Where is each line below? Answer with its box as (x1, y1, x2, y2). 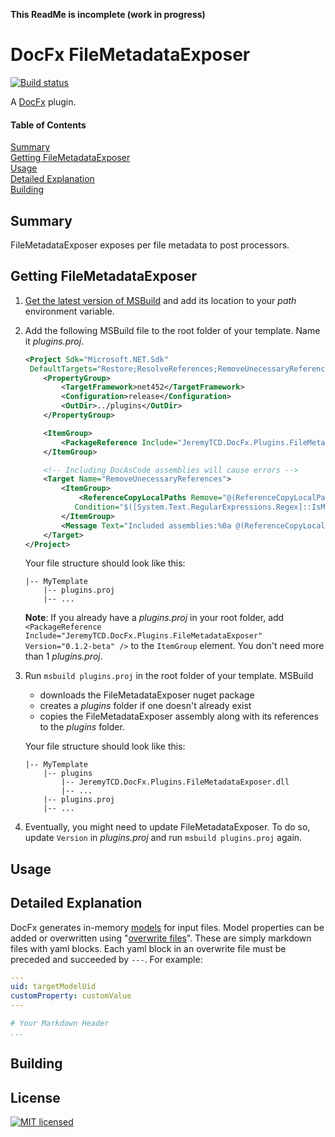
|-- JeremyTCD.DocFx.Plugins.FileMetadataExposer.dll (61, 777, 290, 788)
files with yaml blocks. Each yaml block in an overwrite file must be (10, 942, 287, 954)
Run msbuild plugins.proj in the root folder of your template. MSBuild (24, 670, 314, 682)
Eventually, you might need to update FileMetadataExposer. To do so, (24, 821, 311, 833)
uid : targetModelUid (10, 982, 97, 992)
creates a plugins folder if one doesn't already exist (39, 700, 252, 712)
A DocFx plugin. (10, 95, 77, 108)
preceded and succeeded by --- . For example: (10, 953, 203, 965)
